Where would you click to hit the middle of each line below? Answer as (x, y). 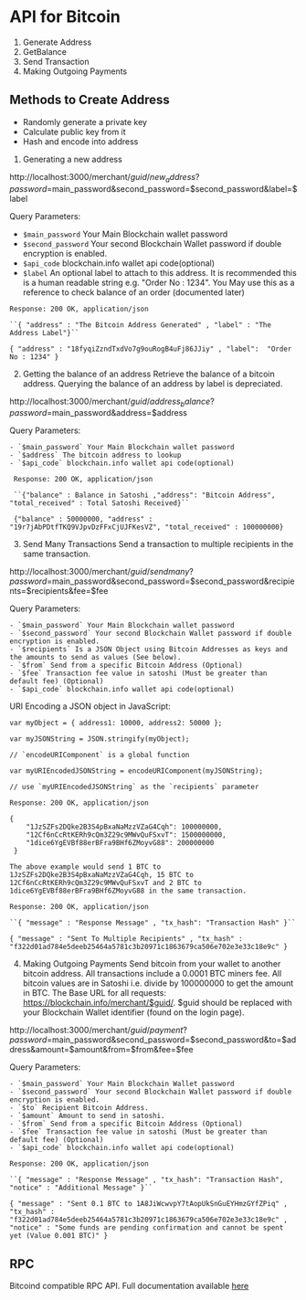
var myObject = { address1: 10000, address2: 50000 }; (116, 724)
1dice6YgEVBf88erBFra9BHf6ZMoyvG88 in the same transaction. (128, 891)
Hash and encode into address (80, 141)
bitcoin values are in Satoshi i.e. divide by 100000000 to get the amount (158, 983)
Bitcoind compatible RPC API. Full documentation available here (129, 1286)
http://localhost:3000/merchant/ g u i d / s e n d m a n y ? (101, 572)
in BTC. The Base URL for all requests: (95, 993)
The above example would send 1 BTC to (85, 867)
